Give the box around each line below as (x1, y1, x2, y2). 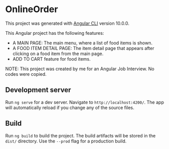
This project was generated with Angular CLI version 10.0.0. (5, 20, 130, 26)
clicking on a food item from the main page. (12, 51, 104, 57)
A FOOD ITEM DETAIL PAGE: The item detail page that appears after (12, 45, 154, 51)
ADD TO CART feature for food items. (12, 56, 91, 62)
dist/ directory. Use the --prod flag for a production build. (5, 138, 126, 144)
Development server (5, 86, 71, 94)
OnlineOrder (5, 4, 58, 15)
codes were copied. (5, 71, 47, 77)
